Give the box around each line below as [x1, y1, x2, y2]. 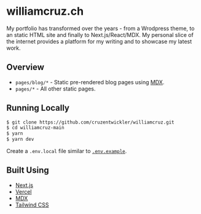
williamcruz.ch [6, 4, 84, 18]
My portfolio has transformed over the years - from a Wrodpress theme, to [6, 25, 195, 32]
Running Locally [6, 103, 69, 113]
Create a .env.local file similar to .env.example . [6, 148, 127, 155]
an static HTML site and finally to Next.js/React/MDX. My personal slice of [6, 31, 194, 38]
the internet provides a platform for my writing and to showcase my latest [6, 38, 192, 45]
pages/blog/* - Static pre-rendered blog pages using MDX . [15, 78, 165, 85]
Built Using [6, 165, 49, 176]
